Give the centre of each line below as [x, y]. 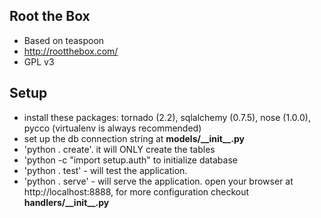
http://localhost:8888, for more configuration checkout [136, 191]
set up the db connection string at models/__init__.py [134, 138]
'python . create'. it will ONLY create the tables [119, 149]
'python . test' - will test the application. [105, 170]
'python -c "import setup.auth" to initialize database [130, 160]
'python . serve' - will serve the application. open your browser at [158, 181]
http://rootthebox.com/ [71, 51]
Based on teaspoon [64, 40]
